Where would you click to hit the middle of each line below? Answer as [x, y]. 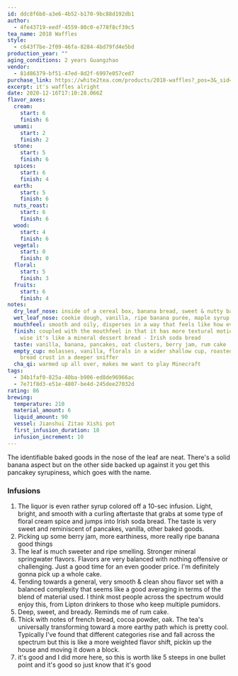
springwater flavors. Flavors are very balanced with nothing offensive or [123, 559]
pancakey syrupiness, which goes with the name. [79, 472]
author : [19, 21]
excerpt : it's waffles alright [53, 87]
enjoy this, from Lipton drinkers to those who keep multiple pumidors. [119, 604]
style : [17, 41]
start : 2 [33, 133]
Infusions [24, 490]
